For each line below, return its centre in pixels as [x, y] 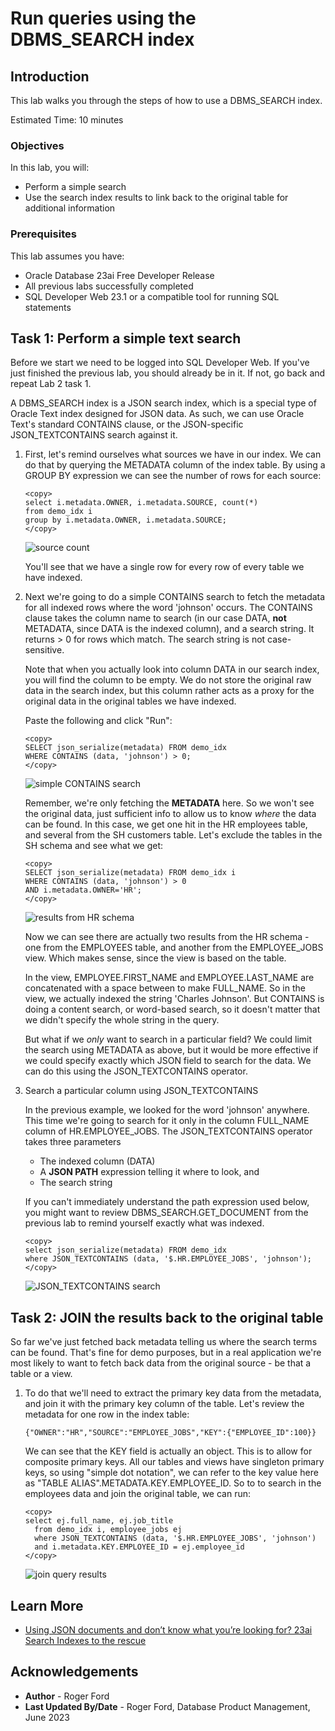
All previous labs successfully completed [109, 286]
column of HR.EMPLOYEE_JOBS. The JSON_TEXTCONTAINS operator [168, 1131]
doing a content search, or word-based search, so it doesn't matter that [172, 1009]
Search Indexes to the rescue [85, 1641]
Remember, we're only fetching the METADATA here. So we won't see [169, 803]
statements [48, 307]
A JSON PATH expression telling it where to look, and [149, 1172]
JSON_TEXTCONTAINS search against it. [94, 435]
